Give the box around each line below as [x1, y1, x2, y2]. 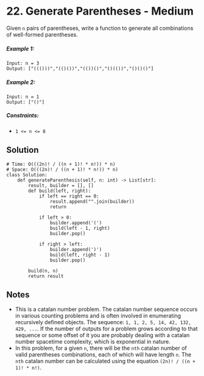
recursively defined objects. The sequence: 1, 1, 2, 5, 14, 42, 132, [15, 319, 192, 326]
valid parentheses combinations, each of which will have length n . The [15, 351, 192, 358]
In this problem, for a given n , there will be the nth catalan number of [15, 344, 188, 352]
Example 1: [6, 44, 35, 52]
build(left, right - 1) [49, 252, 111, 258]
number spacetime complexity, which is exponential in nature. [15, 338, 171, 346]
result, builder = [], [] [28, 182, 94, 188]
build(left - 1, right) [49, 225, 111, 231]
